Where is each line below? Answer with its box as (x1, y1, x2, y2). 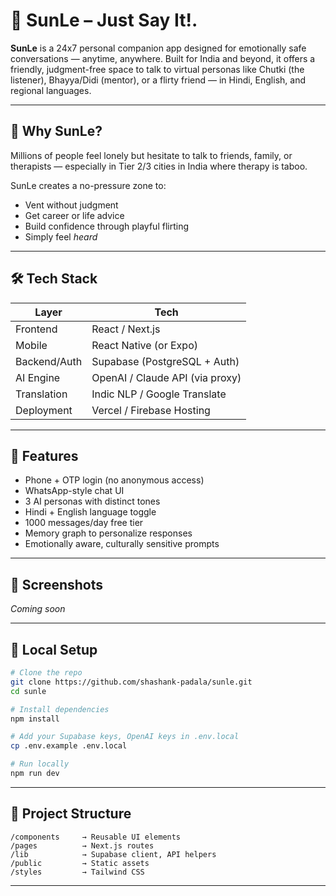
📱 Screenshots (10, 576, 104, 593)
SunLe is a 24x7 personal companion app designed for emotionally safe (10, 42, 307, 54)
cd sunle (10, 686, 47, 696)
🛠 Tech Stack (10, 270, 98, 288)
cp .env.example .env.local (10, 741, 128, 751)
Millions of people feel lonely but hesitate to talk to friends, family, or (10, 149, 293, 161)
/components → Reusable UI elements (10, 832, 182, 842)
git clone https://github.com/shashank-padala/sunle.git (10, 677, 253, 687)
